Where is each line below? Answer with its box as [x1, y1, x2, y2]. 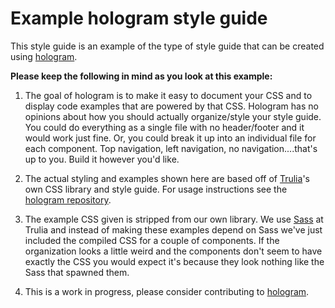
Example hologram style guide [10, 7, 268, 30]
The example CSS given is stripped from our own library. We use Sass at [24, 213, 324, 225]
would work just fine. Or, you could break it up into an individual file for [24, 132, 317, 144]
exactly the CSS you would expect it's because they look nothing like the [24, 255, 325, 267]
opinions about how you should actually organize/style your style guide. [24, 110, 322, 122]
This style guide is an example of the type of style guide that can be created [10, 40, 325, 52]
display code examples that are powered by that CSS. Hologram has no [24, 100, 319, 112]
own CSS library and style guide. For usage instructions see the [24, 183, 288, 195]
